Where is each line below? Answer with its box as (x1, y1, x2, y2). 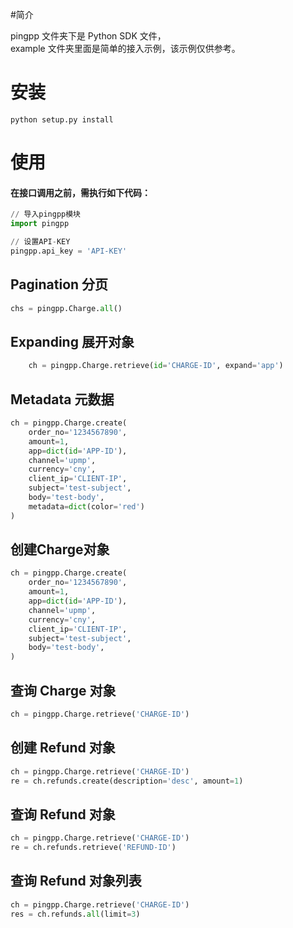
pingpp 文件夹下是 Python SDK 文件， (10, 30, 167, 42)
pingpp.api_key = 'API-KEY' (10, 246, 128, 256)
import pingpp (10, 219, 70, 229)
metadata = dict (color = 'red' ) (28, 501, 145, 512)
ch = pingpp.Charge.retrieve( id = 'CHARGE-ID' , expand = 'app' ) (28, 361, 284, 371)
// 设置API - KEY (10, 237, 71, 247)
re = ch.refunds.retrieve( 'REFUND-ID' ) (10, 843, 177, 853)
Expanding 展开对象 (10, 333, 135, 350)
